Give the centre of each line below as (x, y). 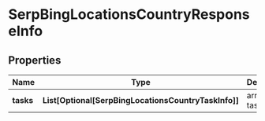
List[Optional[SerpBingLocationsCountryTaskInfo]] (140, 100)
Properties (35, 60)
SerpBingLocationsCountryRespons (129, 15)
